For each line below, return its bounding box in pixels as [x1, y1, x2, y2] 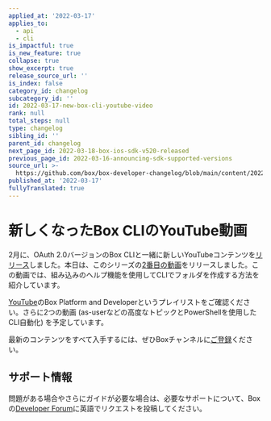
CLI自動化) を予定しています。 [8, 317, 109, 327]
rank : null [8, 110, 45, 118]
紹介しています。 [8, 280, 65, 290]
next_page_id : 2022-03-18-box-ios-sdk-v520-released [8, 147, 190, 155]
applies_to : [8, 19, 48, 27]
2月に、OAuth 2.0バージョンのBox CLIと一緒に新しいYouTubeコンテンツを [8, 249, 256, 259]
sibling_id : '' [8, 131, 60, 140]
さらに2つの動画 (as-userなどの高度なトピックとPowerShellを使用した [22, 307, 257, 317]
